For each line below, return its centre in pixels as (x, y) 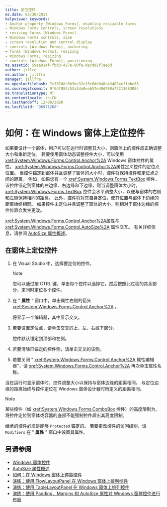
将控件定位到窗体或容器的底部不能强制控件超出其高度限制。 (66, 415)
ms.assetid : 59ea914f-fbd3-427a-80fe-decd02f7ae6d (59, 65)
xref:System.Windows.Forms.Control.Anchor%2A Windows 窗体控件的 (77, 160)
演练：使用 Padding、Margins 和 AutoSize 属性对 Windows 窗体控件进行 (86, 493)
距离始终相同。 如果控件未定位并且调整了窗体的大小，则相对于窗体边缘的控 (82, 204)
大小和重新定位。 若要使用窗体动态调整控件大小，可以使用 (65, 154)
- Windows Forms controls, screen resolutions (54, 28)
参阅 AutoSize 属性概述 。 (44, 233)
